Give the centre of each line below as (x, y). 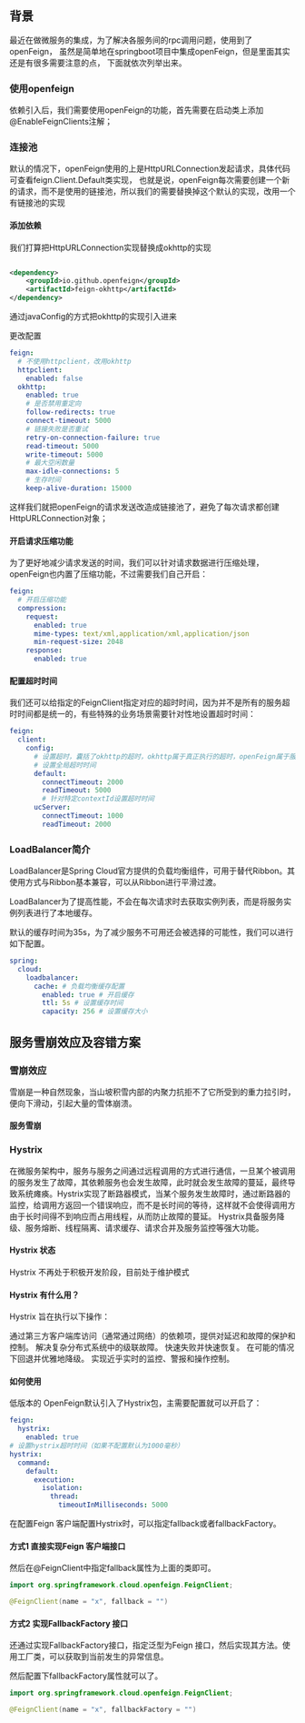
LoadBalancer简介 (50, 849)
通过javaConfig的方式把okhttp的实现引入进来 (93, 317)
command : (34, 1463)
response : (44, 650)
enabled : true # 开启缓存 (88, 994)
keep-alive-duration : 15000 (79, 489)
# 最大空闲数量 (50, 463)
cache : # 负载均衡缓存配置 (79, 986)
